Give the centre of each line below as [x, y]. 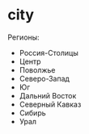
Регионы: [23, 37]
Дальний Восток [48, 95]
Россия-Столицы [49, 52]
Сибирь [32, 113]
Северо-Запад [44, 78]
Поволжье [37, 69]
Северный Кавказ [50, 104]
